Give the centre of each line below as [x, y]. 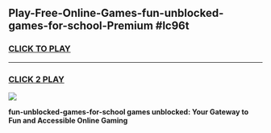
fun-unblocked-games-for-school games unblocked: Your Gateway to [129, 111]
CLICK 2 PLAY [36, 79]
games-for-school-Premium [81, 26]
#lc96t [172, 26]
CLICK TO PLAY [40, 49]
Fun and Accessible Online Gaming [68, 120]
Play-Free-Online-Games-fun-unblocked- [116, 13]
